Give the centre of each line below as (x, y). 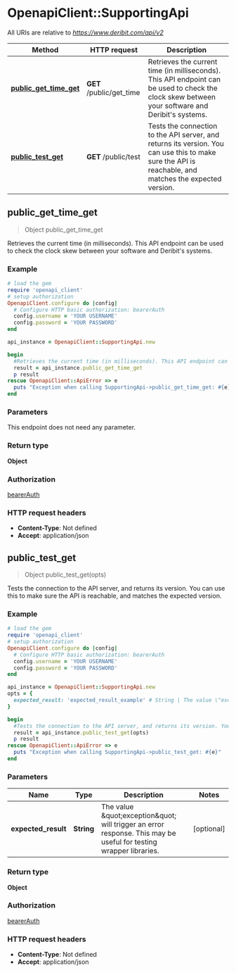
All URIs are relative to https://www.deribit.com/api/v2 (85, 32)
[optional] (209, 829)
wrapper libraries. (130, 851)
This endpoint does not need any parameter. (71, 427)
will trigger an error (132, 824)
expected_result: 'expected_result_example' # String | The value (113, 701)
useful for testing (129, 842)
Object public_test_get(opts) (65, 575)
